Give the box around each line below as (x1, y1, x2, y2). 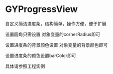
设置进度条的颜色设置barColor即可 (5, 52, 76, 58)
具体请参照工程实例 (5, 63, 45, 69)
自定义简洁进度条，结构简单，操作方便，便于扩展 (5, 20, 106, 26)
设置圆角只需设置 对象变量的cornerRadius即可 (5, 31, 100, 37)
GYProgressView (5, 3, 78, 15)
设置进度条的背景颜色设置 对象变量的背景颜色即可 (5, 41, 108, 48)
